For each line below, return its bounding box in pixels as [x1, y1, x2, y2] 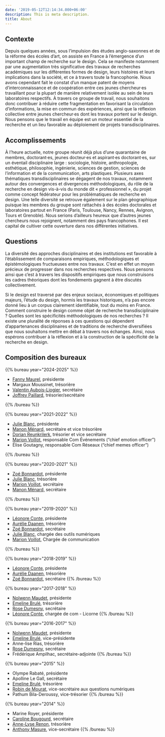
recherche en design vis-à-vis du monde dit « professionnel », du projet [5, 186, 152, 192]
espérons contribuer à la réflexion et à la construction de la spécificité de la [5, 334, 159, 340]
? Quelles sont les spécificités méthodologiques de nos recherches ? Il [5, 313, 149, 319]
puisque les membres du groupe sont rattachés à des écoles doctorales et [5, 202, 157, 208]
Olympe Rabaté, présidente [12, 670, 68, 676]
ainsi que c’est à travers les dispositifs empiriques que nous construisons [5, 271, 154, 278]
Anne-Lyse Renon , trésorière [12, 721, 71, 727]
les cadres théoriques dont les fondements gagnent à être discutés [5, 277, 142, 283]
